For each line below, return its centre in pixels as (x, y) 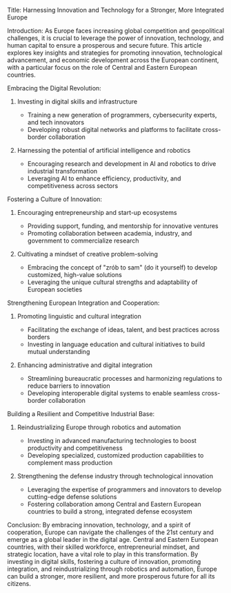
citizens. (19, 584)
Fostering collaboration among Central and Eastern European (114, 504)
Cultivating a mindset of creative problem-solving (88, 254)
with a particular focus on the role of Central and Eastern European (102, 67)
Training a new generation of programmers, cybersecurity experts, (122, 115)
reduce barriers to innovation (69, 386)
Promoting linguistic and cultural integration (79, 316)
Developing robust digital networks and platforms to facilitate (114, 130)
